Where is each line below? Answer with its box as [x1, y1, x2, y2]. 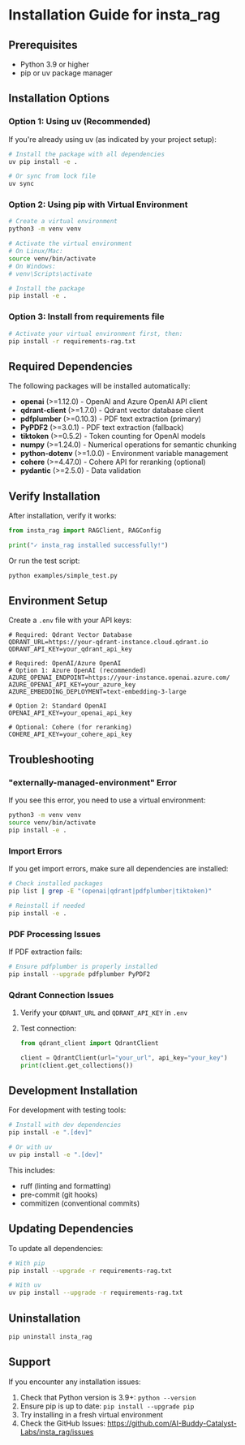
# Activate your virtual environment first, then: [8, 329, 183, 338]
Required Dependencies [8, 359, 133, 373]
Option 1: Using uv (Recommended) [8, 116, 152, 127]
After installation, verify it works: [8, 511, 117, 521]
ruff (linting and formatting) [19, 1181, 111, 1190]
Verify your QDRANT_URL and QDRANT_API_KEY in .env [19, 1008, 188, 1017]
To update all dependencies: [8, 1243, 104, 1253]
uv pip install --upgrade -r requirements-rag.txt [8, 1288, 183, 1297]
